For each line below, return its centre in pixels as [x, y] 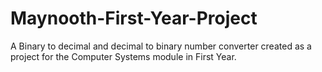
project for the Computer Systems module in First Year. [123, 56]
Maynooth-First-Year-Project [134, 18]
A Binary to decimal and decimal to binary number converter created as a [161, 46]
